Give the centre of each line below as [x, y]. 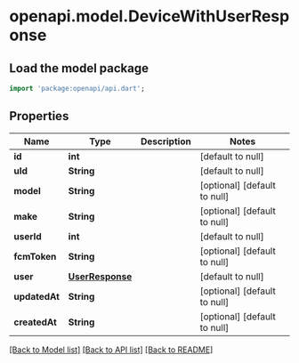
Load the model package [79, 68]
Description [166, 141]
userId [28, 236]
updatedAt [37, 296]
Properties [39, 116]
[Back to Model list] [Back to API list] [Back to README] [111, 350]
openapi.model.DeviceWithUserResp [149, 16]
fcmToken [35, 256]
